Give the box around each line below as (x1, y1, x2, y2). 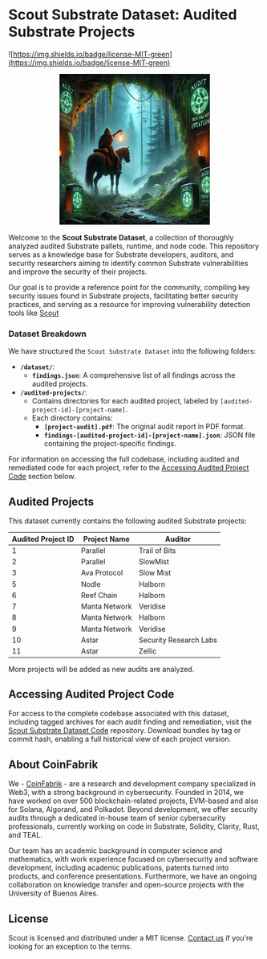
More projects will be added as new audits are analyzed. (8, 664, 195, 674)
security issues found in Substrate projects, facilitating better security (8, 291, 239, 301)
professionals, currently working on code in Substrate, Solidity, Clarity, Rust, (8, 822, 261, 831)
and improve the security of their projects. (8, 267, 148, 277)
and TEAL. (8, 830, 42, 840)
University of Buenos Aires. (8, 888, 99, 898)
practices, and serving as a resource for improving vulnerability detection (8, 299, 251, 309)
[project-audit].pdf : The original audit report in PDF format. (43, 422, 246, 432)
